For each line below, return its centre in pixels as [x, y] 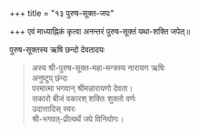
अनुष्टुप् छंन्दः [50, 78]
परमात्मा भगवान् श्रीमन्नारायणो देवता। [82, 88]
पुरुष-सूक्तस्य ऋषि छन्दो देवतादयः [57, 50]
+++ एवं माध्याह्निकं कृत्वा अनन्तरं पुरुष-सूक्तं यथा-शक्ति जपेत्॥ [100, 31]
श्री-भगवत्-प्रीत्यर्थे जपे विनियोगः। [78, 119]
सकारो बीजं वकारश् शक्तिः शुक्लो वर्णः [84, 98]
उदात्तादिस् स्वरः [54, 109]
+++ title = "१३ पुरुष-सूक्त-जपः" [62, 13]
